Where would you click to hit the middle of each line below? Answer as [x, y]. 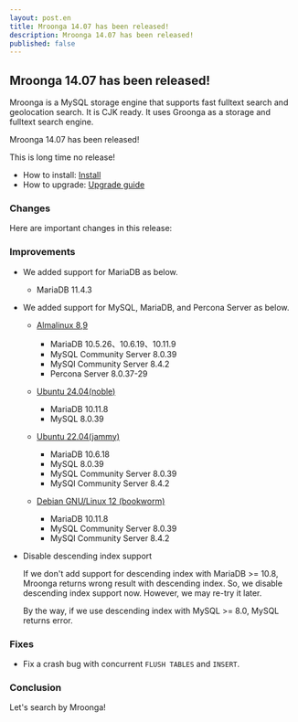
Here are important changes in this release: [91, 228]
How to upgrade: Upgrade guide [84, 185]
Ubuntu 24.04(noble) [76, 391]
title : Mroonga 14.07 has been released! [90, 27]
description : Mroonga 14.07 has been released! [102, 35]
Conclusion [36, 687]
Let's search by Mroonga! [58, 707]
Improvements [43, 252]
